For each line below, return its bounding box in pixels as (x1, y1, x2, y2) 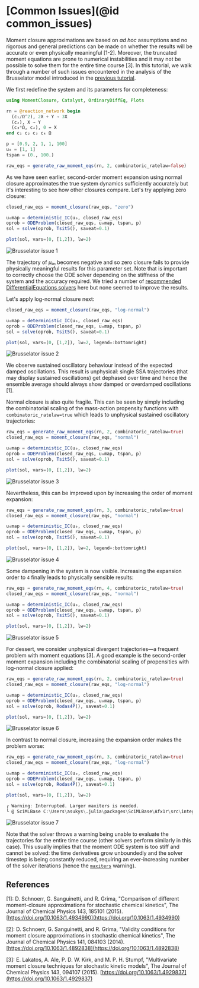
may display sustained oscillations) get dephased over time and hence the (6, 375, 187, 382)
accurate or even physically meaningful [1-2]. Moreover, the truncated (6, 49, 177, 56)
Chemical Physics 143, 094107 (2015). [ (6, 969, 102, 976)
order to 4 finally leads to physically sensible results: (6, 574, 134, 581)
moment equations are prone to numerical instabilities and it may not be (6, 55, 181, 62)
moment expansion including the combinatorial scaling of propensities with (6, 658, 190, 665)
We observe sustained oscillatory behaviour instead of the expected (6, 361, 173, 369)
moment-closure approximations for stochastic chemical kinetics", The (6, 902, 179, 909)
